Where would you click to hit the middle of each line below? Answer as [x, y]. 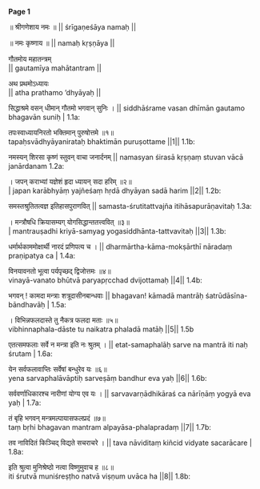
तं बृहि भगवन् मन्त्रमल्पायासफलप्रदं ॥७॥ [57, 418]
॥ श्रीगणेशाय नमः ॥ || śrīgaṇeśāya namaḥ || [72, 27]
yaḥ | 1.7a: [25, 403]
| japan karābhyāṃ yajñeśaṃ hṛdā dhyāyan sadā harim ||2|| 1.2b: [115, 190]
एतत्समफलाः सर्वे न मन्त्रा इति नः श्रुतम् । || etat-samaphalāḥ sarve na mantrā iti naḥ [128, 345]
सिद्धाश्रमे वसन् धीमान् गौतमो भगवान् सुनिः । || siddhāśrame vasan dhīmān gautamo [127, 108]
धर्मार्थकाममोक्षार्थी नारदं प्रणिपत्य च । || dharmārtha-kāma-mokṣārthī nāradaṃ [120, 247]
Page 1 [19, 12]
